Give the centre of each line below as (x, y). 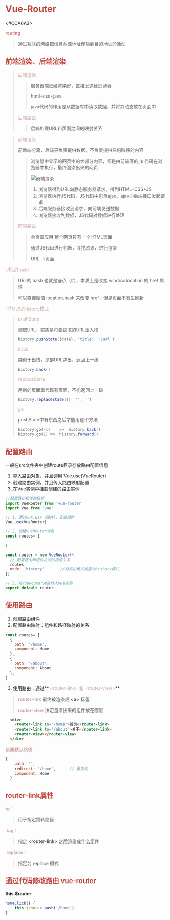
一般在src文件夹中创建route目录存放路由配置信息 (57, 465)
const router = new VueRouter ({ (40, 555)
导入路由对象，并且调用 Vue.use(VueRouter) (59, 476)
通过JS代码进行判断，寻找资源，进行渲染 (74, 247)
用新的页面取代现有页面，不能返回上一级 (60, 390)
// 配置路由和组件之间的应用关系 (40, 560)
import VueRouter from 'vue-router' (44, 503)
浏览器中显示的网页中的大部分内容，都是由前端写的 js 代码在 (94, 161)
